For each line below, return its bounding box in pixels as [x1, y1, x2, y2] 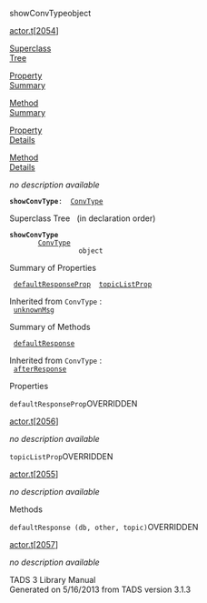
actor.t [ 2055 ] [9, 468, 59, 479]
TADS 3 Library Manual [9, 575, 96, 585]
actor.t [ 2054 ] [9, 25, 59, 35]
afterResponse [13, 365, 67, 374]
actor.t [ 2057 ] [9, 539, 59, 549]
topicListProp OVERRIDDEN [9, 451, 113, 462]
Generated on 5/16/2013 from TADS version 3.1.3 [9, 584, 192, 595]
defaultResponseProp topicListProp [13, 280, 153, 289]
